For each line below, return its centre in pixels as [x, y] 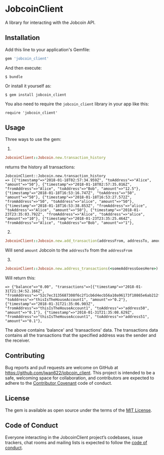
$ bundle [14, 77]
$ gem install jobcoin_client [36, 95]
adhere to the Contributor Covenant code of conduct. [59, 383]
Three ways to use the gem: [33, 139]
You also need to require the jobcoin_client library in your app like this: [77, 104]
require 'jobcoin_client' [31, 113]
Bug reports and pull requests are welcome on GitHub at [62, 367]
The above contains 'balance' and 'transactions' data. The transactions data [82, 330]
